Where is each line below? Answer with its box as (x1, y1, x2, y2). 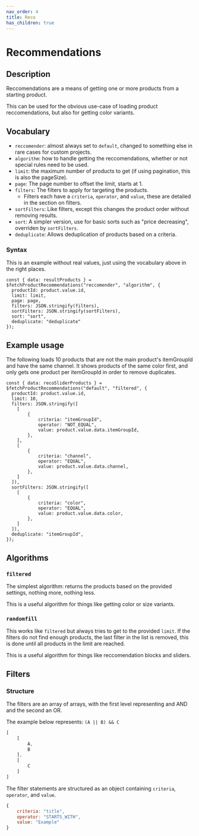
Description (6, 69, 50, 79)
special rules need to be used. (14, 161, 89, 169)
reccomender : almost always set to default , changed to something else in (14, 142, 193, 150)
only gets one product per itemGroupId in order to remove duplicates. (6, 369, 176, 376)
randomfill (6, 615, 37, 622)
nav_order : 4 (6, 8, 39, 15)
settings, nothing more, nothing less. (6, 589, 96, 596)
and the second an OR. (6, 707, 62, 714)
